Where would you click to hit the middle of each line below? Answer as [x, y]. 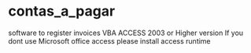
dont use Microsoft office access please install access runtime [109, 41]
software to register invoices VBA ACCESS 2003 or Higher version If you [126, 33]
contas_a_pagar [62, 11]
